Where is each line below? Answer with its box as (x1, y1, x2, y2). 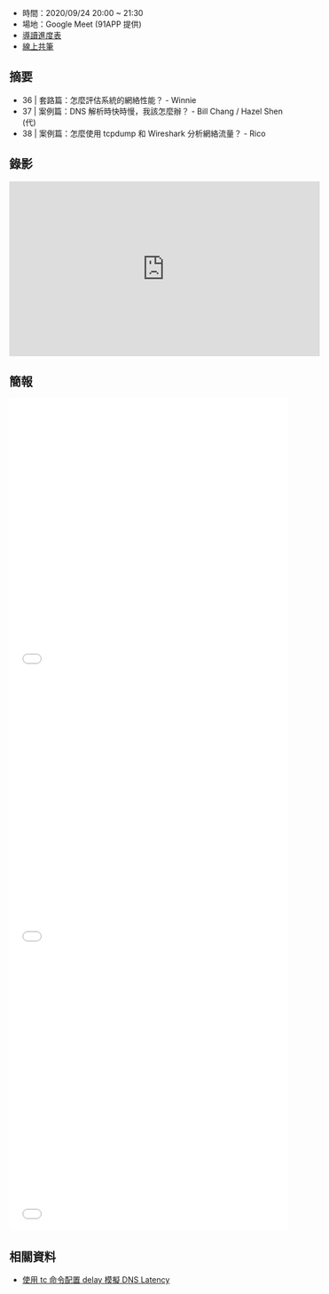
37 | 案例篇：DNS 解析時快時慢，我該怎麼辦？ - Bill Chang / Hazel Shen (21, 106, 284, 116)
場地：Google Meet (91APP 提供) (21, 19, 142, 29)
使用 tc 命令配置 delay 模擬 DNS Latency (21, 1274, 170, 1285)
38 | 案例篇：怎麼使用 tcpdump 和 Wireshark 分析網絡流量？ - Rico (21, 128, 266, 139)
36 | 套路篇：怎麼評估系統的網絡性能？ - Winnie (21, 94, 197, 105)
